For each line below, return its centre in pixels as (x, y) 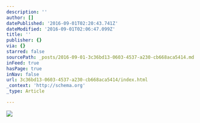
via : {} (16, 46)
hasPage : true (24, 69)
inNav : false (23, 74)
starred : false (26, 52)
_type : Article (26, 91)
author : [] (20, 18)
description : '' (27, 12)
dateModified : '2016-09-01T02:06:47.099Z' (61, 29)
